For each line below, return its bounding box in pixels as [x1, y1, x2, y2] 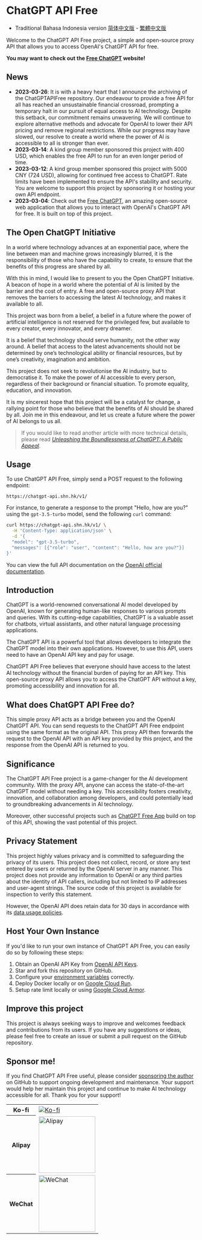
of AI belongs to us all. [6, 417, 62, 424]
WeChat [9, 1200, 33, 1208]
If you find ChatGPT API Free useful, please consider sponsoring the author [6, 1072, 194, 1079]
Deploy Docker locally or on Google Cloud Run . [14, 979, 133, 987]
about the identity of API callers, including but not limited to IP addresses [6, 878, 188, 885]
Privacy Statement [6, 836, 78, 846]
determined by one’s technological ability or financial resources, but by [6, 349, 183, 356]
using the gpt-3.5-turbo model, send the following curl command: [6, 511, 172, 518]
